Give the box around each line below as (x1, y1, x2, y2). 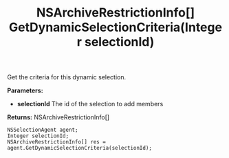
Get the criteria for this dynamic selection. (7, 73, 127, 81)
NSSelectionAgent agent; (7, 126, 78, 134)
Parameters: (7, 86, 43, 95)
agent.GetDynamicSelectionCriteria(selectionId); (7, 145, 153, 152)
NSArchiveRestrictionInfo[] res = (7, 139, 107, 146)
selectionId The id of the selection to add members (17, 100, 164, 108)
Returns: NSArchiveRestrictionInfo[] (7, 113, 110, 121)
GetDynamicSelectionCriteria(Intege (9, 19, 222, 35)
